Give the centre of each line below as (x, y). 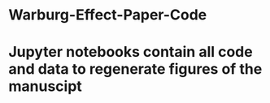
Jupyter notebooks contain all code (131, 52)
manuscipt (46, 86)
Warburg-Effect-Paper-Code (108, 15)
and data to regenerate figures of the (135, 69)
